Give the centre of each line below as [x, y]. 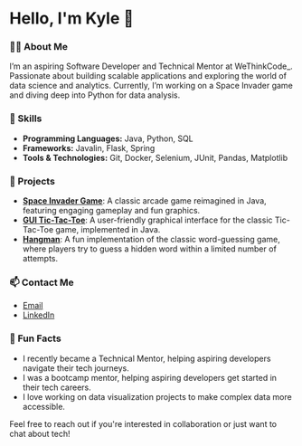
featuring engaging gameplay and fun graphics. [111, 211]
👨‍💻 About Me [38, 47]
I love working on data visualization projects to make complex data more [157, 396]
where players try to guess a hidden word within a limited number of [150, 249]
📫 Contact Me [42, 282]
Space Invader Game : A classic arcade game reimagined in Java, [144, 201]
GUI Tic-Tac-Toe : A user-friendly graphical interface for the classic [147, 220]
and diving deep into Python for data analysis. [95, 95]
